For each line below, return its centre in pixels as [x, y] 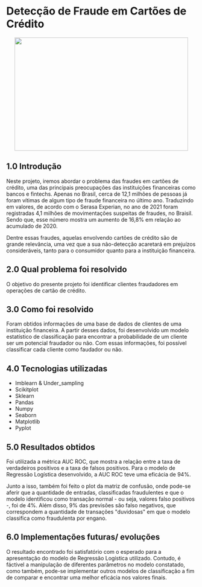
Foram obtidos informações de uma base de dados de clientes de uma [94, 324]
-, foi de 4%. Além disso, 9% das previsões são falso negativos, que [91, 505]
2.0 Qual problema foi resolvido [67, 270]
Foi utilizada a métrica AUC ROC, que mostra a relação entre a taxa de [93, 461]
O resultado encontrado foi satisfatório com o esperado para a [84, 551]
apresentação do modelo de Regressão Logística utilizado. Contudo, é [93, 558]
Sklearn [24, 396]
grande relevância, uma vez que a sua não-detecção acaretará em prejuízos [101, 244]
